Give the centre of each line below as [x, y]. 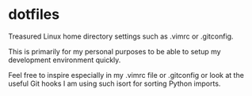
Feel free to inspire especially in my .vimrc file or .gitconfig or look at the [126, 75]
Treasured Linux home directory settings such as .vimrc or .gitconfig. [121, 36]
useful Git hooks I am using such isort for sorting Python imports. [115, 83]
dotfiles [34, 15]
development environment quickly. [65, 60]
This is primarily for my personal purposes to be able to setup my [115, 51]
